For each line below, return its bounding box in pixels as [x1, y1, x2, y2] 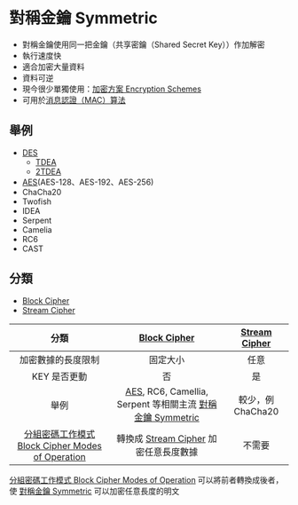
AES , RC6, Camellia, [125, 385, 208, 398]
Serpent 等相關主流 [116, 398, 197, 410]
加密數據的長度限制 [19, 353, 100, 366]
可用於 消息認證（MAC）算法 [21, 94, 126, 105]
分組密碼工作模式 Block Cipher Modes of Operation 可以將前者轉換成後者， [9, 474, 284, 485]
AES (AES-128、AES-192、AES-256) [21, 177, 154, 187]
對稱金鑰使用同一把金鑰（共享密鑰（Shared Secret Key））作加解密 [21, 39, 266, 50]
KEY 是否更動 [31, 370, 88, 383]
